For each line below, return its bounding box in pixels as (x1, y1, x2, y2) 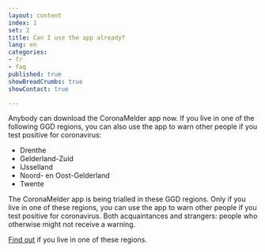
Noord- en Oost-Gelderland (19, 171, 111, 180)
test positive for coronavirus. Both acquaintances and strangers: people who (8, 211, 258, 221)
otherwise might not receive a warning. (8, 220, 136, 229)
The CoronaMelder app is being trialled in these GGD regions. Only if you (8, 194, 247, 204)
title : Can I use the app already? (8, 33, 126, 42)
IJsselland (19, 163, 53, 172)
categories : (8, 48, 47, 56)
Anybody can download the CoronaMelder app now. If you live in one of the (8, 114, 255, 123)
